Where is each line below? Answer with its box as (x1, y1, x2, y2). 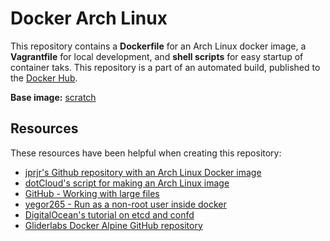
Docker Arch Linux (10, 7, 168, 30)
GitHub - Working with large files (24, 187, 160, 199)
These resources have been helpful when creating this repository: (10, 147, 282, 159)
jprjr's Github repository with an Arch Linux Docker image (24, 166, 262, 178)
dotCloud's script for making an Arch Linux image (24, 177, 230, 189)
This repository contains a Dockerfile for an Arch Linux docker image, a (10, 40, 307, 52)
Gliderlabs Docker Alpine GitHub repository (24, 219, 203, 231)
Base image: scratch (10, 91, 97, 103)
